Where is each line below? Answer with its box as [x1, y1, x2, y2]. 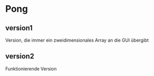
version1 [5, 24, 33, 32]
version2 [5, 52, 34, 61]
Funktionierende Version [5, 65, 57, 72]
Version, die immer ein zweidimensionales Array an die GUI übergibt [5, 37, 149, 43]
